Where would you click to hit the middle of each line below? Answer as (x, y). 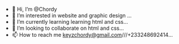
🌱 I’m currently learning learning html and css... (70, 22)
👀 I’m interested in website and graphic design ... (72, 15)
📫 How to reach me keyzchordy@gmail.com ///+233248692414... (92, 35)
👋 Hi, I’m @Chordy (34, 9)
